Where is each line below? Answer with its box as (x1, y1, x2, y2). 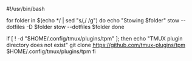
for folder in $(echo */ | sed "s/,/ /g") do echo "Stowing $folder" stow (6, 17, 180, 24)
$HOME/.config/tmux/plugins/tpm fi (6, 48, 96, 55)
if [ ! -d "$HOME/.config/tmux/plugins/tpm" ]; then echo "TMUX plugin (6, 35, 183, 42)
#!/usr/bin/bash (6, 5, 45, 12)
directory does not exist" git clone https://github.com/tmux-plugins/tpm (6, 42, 186, 48)
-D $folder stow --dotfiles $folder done (26, 24, 125, 30)
